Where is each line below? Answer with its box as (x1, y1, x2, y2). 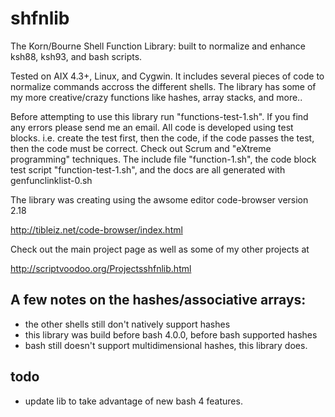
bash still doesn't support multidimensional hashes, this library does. (24, 339, 308, 351)
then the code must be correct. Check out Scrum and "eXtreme (10, 142, 272, 154)
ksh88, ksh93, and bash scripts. (10, 50, 143, 62)
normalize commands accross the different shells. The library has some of (10, 80, 317, 92)
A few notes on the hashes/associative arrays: (10, 292, 307, 309)
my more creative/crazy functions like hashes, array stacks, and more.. (10, 91, 303, 103)
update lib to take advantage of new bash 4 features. (24, 395, 243, 407)
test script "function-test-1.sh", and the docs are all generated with (10, 163, 286, 176)
